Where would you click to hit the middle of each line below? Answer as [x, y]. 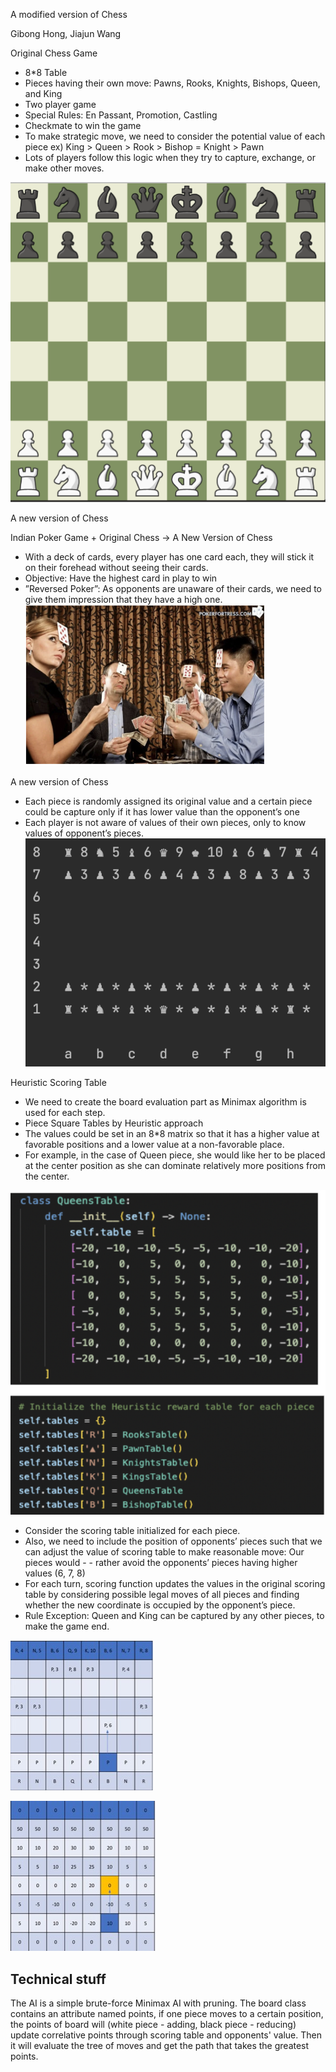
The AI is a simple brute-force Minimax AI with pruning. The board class [158, 2003]
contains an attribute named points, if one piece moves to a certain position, [167, 2014]
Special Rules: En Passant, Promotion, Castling [121, 115]
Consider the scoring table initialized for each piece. [132, 1531]
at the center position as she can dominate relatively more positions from [175, 1165]
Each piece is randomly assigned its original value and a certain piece [168, 801]
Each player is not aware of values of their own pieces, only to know [165, 822]
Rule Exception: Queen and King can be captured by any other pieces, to [174, 1616]
